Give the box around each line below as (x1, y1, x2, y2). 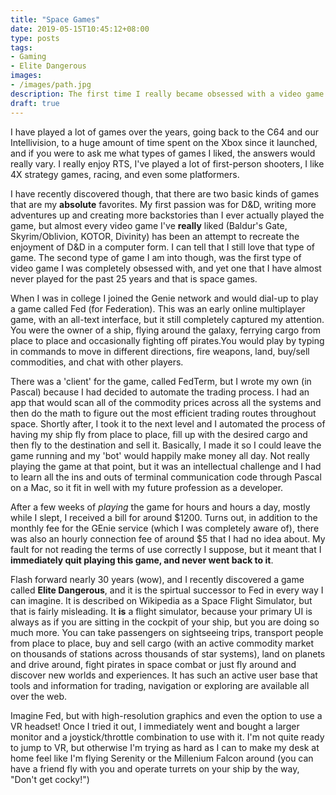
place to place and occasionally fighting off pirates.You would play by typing (10, 334, 325, 346)
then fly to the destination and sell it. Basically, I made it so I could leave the (10, 439, 322, 451)
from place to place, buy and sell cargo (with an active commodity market (10, 637, 314, 649)
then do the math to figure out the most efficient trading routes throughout (10, 407, 317, 419)
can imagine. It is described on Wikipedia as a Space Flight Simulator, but (10, 594, 313, 606)
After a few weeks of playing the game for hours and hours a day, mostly (10, 501, 311, 513)
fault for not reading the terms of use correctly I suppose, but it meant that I (10, 543, 322, 555)
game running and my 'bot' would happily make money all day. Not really (10, 449, 310, 461)
